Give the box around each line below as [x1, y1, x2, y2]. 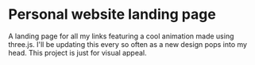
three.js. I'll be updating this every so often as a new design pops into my [8, 39, 248, 49]
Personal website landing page [8, 5, 216, 23]
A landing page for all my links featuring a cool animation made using [8, 31, 234, 41]
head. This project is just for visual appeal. [8, 48, 147, 57]
